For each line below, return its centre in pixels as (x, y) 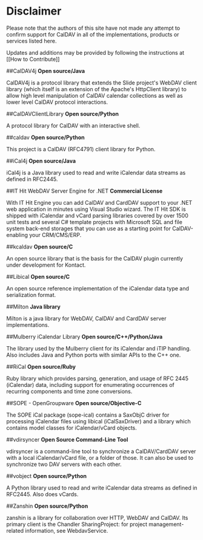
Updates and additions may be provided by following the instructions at (95, 52)
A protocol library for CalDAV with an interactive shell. (73, 125)
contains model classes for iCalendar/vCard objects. (72, 428)
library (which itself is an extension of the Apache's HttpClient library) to (96, 89)
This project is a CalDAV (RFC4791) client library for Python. (81, 149)
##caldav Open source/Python (45, 137)
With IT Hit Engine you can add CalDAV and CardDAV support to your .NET (99, 202)
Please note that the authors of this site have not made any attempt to (93, 28)
